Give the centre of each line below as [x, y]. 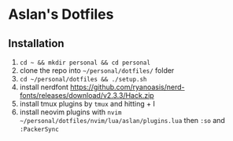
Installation [36, 43]
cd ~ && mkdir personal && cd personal [85, 63]
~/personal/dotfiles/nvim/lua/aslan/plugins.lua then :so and [122, 120]
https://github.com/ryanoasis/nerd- [128, 87]
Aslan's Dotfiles [61, 14]
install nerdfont [44, 87]
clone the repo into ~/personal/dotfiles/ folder [97, 70]
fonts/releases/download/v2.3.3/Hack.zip [87, 95]
